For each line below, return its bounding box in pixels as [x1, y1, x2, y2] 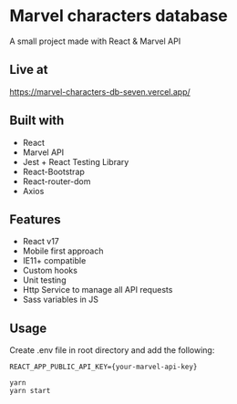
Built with [9, 113, 65, 129]
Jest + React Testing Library [22, 156, 129, 167]
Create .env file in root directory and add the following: [9, 345, 215, 356]
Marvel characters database [9, 5, 228, 26]
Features [9, 212, 61, 227]
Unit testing [22, 275, 67, 285]
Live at [9, 62, 48, 78]
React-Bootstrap [22, 166, 85, 177]
